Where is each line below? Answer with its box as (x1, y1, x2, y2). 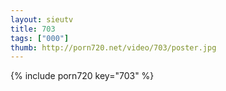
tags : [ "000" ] (10, 33, 70, 43)
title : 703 (10, 24, 56, 34)
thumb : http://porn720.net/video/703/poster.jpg (10, 42, 217, 53)
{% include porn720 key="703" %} (10, 70, 155, 82)
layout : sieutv (10, 14, 74, 25)
